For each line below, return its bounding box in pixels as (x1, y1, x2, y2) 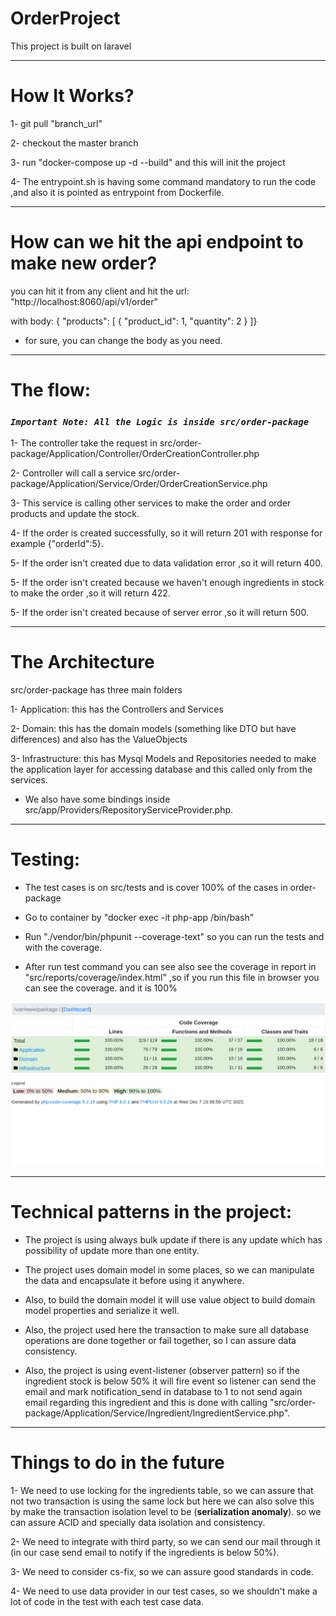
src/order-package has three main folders (10, 684, 183, 696)
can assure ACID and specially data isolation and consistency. (10, 1517, 266, 1529)
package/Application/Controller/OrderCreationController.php (10, 448, 260, 460)
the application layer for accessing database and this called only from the (10, 763, 313, 776)
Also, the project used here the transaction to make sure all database (24, 1324, 310, 1336)
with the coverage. (24, 942, 103, 954)
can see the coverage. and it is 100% (24, 982, 178, 994)
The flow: (10, 379, 92, 401)
